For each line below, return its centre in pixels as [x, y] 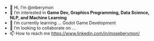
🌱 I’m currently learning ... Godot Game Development [63, 23]
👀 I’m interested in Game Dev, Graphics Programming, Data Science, [79, 13]
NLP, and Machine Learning [38, 18]
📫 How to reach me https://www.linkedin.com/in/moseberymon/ [75, 33]
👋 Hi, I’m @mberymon [31, 7]
